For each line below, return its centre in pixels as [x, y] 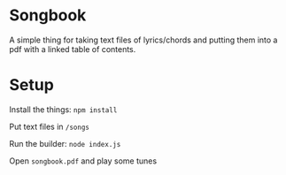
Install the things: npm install [63, 109]
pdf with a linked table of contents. [73, 49]
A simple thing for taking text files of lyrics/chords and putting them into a [143, 40]
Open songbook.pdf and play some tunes [83, 161]
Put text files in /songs [50, 126]
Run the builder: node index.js [65, 143]
